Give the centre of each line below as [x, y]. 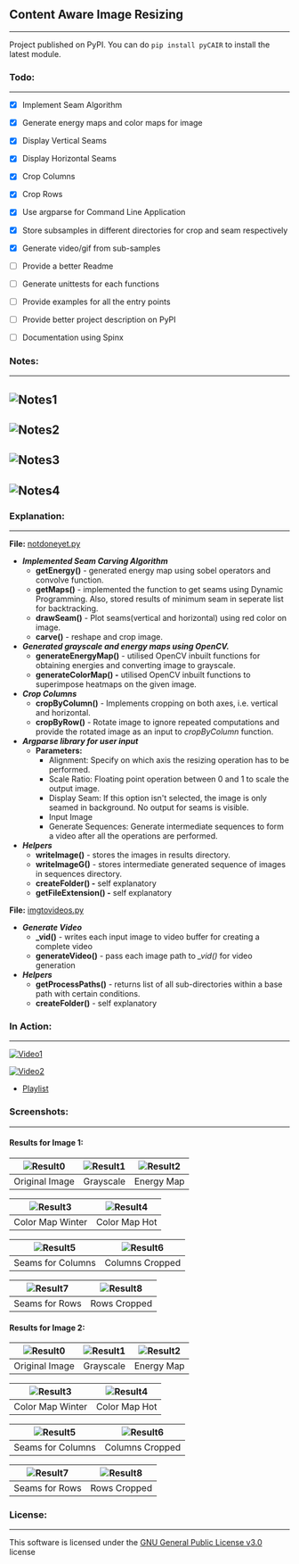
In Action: [31, 1027]
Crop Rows [42, 194]
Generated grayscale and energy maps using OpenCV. [125, 647]
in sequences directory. [79, 874]
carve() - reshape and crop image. [99, 637]
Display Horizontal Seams [69, 159]
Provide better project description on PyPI [99, 319]
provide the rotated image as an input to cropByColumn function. [154, 732]
